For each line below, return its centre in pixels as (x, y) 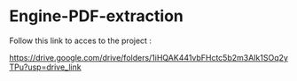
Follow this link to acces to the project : (81, 40)
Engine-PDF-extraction (97, 16)
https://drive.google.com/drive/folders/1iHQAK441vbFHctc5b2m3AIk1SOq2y (148, 57)
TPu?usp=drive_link (45, 67)
